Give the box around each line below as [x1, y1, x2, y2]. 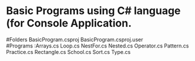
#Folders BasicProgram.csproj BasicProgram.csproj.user [6, 36, 143, 43]
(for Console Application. [6, 16, 132, 30]
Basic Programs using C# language [6, 4, 181, 18]
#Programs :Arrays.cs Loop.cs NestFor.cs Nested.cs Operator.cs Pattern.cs [6, 42, 189, 49]
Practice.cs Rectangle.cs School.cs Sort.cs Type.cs [6, 48, 131, 55]
